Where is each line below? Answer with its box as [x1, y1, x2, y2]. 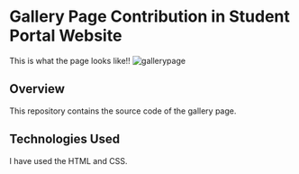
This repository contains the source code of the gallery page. [9, 105, 237, 116]
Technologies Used [9, 132, 120, 147]
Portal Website [9, 25, 122, 46]
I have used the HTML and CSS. [9, 155, 128, 166]
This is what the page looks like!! [9, 55, 131, 66]
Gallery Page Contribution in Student [9, 6, 291, 27]
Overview [9, 81, 66, 96]
